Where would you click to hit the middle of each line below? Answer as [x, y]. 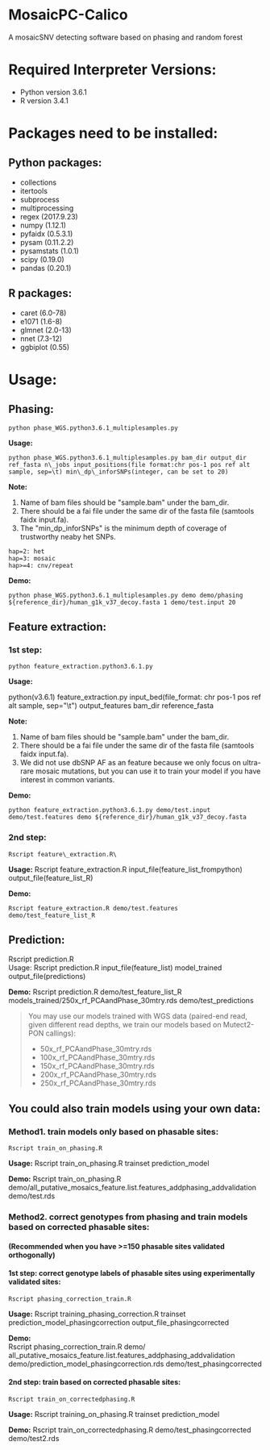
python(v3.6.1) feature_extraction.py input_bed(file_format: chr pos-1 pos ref [135, 697]
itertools [34, 190]
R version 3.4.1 [44, 100]
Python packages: [55, 163]
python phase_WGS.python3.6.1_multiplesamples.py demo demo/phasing [126, 595]
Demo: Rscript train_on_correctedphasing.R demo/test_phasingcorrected [130, 1430]
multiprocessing [47, 208]
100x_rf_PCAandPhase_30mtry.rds [98, 1057]
